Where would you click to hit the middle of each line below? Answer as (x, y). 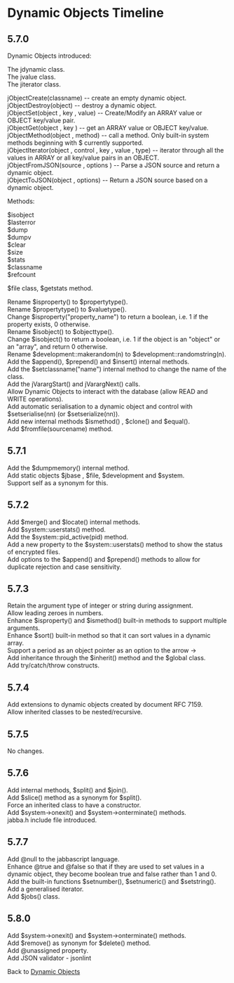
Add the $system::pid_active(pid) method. (68, 537)
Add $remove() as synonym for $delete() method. (79, 943)
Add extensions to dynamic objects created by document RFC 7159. (105, 705)
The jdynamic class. (36, 69)
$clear (16, 245)
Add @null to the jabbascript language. (63, 859)
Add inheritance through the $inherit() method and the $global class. (106, 658)
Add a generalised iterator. (46, 889)
